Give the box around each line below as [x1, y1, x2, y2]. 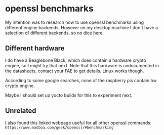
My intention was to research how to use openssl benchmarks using [5, 19, 144, 25]
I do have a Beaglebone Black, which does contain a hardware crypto [5, 57, 147, 63]
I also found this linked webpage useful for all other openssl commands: [5, 120, 152, 126]
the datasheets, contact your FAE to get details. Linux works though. [5, 68, 144, 74]
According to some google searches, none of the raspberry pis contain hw [5, 77, 157, 83]
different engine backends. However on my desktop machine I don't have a [5, 24, 158, 30]
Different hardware [5, 44, 65, 52]
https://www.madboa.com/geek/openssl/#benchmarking [5, 125, 114, 130]
